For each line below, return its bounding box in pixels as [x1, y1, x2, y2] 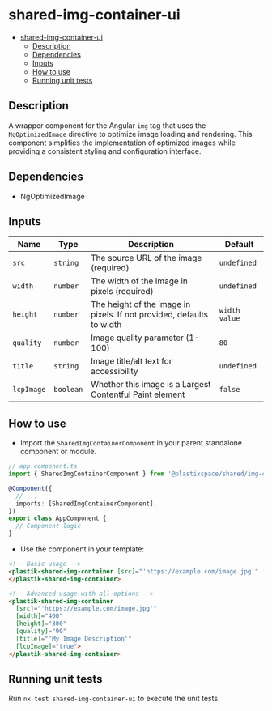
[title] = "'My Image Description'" [15, 634, 132, 643]
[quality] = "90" [15, 628, 67, 636]
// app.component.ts [8, 462, 79, 470]
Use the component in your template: [19, 544, 144, 554]
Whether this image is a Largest [90, 379, 211, 390]
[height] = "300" [15, 619, 67, 628]
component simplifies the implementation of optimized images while [8, 138, 236, 147]
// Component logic [15, 522, 82, 530]
